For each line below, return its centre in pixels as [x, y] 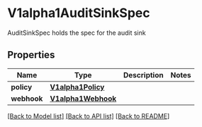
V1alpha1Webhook [83, 99]
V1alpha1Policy [77, 87]
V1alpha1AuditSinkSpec [79, 13]
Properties [31, 55]
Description [144, 74]
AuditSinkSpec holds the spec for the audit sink [77, 33]
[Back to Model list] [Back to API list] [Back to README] [89, 116]
